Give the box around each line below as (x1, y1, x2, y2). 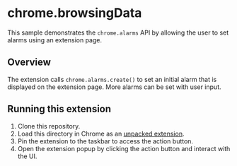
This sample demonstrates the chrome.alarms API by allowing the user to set (7, 28, 229, 37)
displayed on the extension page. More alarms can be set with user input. (7, 83, 221, 91)
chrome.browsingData (7, 5, 142, 21)
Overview (7, 57, 52, 69)
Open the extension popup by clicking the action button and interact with (17, 144, 231, 153)
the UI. (17, 152, 37, 160)
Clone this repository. (17, 121, 81, 130)
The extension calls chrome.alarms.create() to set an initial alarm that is (7, 75, 217, 83)
